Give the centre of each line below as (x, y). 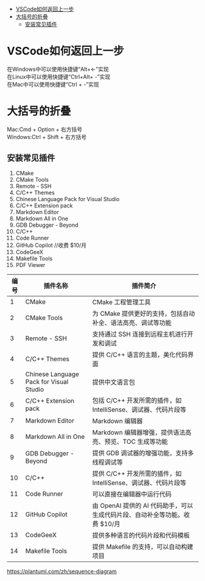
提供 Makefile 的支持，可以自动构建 (143, 546)
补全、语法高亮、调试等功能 (132, 323)
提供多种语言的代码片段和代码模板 (141, 535)
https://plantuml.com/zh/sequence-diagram (62, 571)
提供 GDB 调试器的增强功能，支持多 (143, 453)
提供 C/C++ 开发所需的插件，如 (137, 473)
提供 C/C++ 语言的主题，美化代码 (140, 354)
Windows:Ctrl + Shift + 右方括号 (47, 137)
